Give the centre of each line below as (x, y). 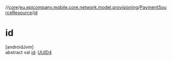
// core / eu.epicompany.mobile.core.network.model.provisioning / (73, 7)
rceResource (19, 13)
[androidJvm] (20, 47)
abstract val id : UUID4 (29, 52)
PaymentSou (153, 7)
